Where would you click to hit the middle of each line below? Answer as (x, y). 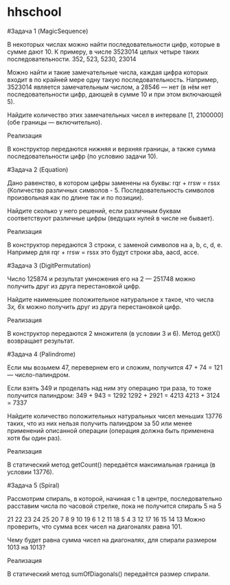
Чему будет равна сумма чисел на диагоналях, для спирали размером (112, 540)
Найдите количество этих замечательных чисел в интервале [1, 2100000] (115, 115)
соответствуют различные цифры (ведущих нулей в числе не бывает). (111, 218)
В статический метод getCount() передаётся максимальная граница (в (112, 465)
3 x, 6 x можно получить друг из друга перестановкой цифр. (94, 306)
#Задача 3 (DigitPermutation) (49, 265)
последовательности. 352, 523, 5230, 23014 (72, 58)
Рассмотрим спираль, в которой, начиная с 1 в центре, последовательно (115, 498)
